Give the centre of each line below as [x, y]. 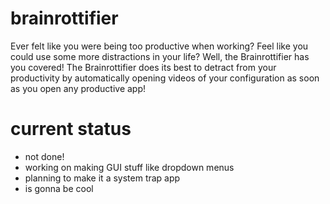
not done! [44, 156]
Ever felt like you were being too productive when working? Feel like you [159, 46]
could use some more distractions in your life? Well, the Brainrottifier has [160, 56]
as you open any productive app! [78, 88]
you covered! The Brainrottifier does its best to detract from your [143, 67]
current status [71, 129]
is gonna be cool [59, 188]
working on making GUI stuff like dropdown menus [129, 167]
